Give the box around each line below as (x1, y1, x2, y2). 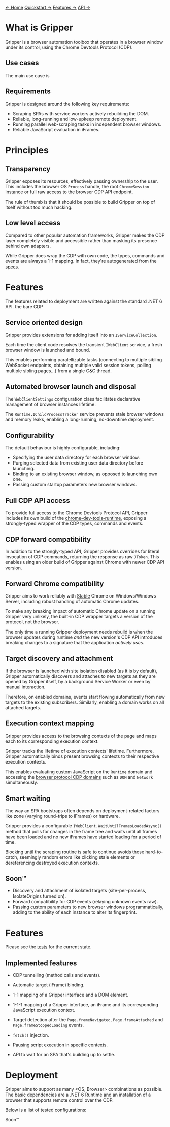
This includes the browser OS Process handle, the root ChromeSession (5, 183, 149, 189)
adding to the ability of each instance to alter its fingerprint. (12, 909, 137, 915)
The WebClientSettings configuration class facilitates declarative (5, 395, 141, 402)
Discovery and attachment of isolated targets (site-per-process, (12, 888, 146, 894)
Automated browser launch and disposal (5, 382, 137, 391)
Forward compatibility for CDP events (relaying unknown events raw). (12, 899, 158, 905)
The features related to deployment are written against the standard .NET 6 (5, 298, 162, 304)
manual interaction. (5, 684, 46, 690)
